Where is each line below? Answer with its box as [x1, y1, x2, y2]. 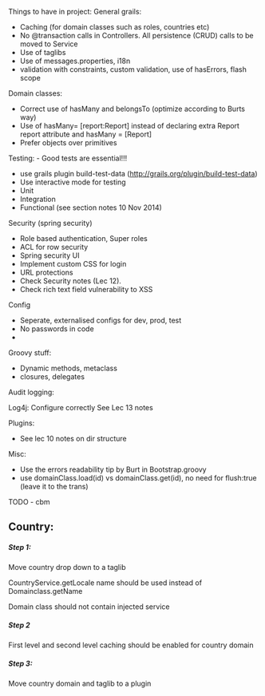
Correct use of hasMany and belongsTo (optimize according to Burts [19, 104, 246, 113]
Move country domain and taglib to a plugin [8, 678, 152, 689]
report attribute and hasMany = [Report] [19, 129, 152, 139]
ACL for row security [19, 243, 89, 251]
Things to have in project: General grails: [8, 7, 142, 16]
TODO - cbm [8, 497, 50, 506]
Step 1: [8, 542, 32, 552]
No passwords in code [19, 324, 94, 334]
